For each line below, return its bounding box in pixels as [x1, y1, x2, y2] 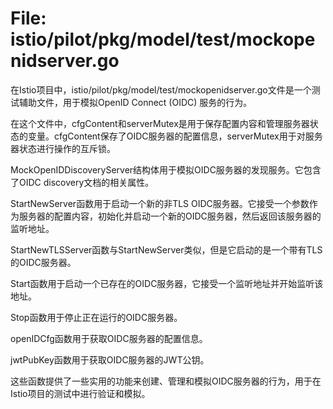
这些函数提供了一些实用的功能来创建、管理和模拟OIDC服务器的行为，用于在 [10, 375, 322, 387]
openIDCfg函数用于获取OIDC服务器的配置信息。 [10, 332, 208, 344]
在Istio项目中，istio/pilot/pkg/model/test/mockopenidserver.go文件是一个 [10, 83, 312, 96]
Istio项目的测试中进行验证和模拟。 [10, 387, 151, 399]
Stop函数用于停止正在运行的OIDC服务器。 [10, 311, 183, 323]
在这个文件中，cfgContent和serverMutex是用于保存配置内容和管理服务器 [10, 117, 310, 129]
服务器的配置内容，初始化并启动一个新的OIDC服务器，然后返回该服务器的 [18, 210, 322, 222]
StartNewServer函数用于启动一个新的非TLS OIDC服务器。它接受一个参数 [10, 197, 310, 209]
